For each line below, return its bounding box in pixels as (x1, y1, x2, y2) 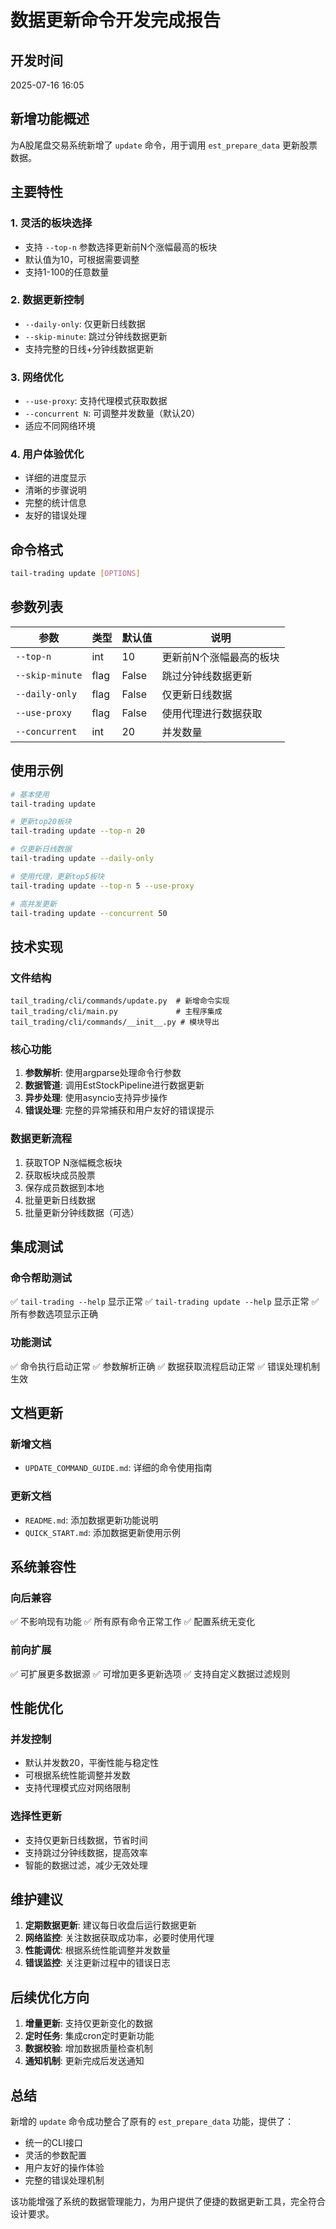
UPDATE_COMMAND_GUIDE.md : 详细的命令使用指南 (24, 1462, 213, 1474)
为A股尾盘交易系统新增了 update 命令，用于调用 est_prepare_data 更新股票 (10, 139, 318, 151)
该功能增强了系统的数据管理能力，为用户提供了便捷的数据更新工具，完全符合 (10, 2196, 326, 2208)
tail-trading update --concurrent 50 (10, 908, 168, 918)
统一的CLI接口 (24, 2137, 83, 2149)
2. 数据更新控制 (10, 293, 85, 307)
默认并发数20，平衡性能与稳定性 (24, 1757, 160, 1769)
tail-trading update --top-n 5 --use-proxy (10, 881, 195, 891)
